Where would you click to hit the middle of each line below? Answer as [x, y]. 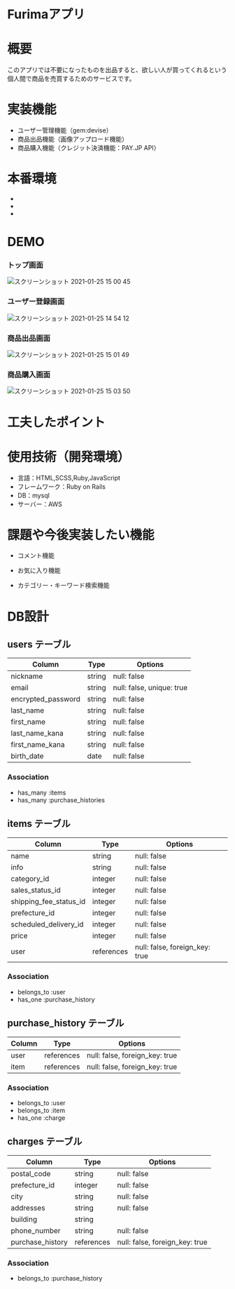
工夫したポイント [57, 422]
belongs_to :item [41, 1110]
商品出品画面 [29, 338]
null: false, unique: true [150, 688]
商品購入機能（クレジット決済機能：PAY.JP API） [88, 148]
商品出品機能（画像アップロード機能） [72, 139]
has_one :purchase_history [56, 999]
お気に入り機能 [39, 571]
